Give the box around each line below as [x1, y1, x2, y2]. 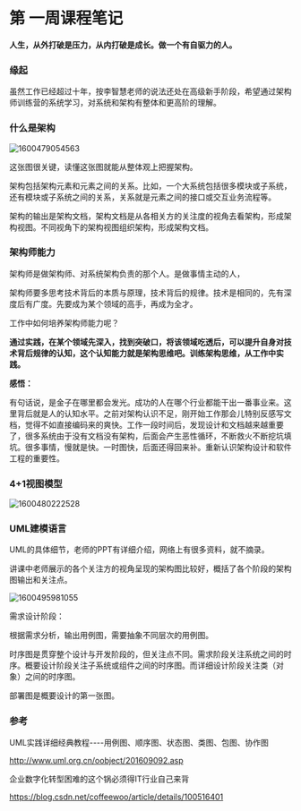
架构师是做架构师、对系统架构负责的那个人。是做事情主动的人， [9, 268, 245, 278]
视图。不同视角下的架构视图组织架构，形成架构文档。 [16, 221, 213, 233]
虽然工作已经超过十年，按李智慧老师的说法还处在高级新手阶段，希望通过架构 [9, 86, 292, 97]
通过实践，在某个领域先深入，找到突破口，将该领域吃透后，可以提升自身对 [9, 337, 284, 347]
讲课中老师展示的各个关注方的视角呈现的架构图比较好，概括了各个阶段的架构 [9, 563, 292, 574]
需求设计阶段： [9, 610, 64, 622]
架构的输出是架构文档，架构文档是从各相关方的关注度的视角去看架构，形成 [9, 210, 284, 221]
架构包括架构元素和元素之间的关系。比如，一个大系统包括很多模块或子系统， [9, 180, 292, 191]
